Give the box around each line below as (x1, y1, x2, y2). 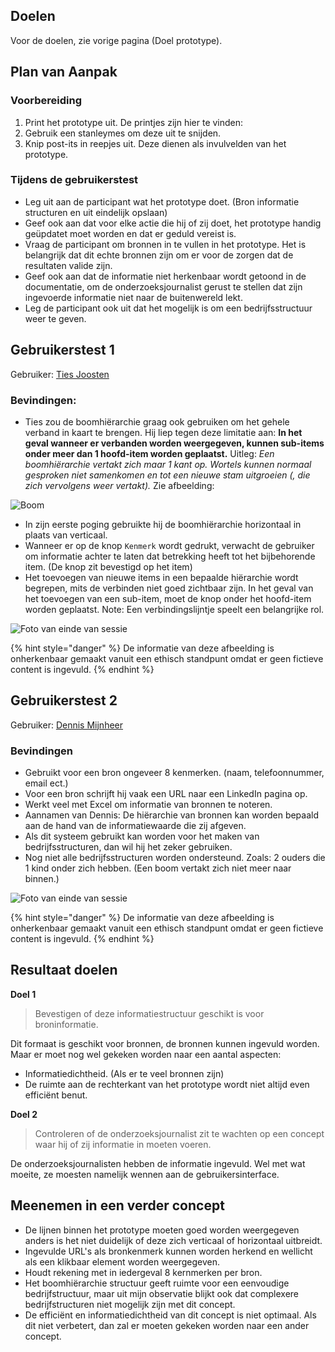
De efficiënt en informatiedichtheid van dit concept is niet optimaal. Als (24, 1309, 317, 1321)
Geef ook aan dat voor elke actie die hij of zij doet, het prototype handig (24, 217, 322, 229)
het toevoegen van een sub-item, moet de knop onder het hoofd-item (24, 592, 312, 604)
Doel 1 (10, 988, 37, 1000)
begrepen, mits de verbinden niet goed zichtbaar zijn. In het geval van (24, 582, 314, 594)
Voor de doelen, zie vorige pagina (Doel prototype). (10, 34, 223, 46)
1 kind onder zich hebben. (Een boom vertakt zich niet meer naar (24, 862, 292, 874)
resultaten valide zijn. (24, 259, 113, 271)
